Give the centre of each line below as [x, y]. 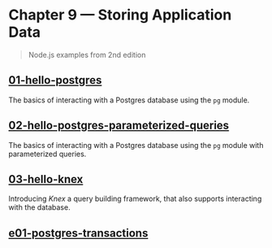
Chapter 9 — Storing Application [120, 15]
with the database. [39, 207]
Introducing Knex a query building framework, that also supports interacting [135, 199]
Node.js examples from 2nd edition [87, 54]
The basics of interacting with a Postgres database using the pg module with [136, 145]
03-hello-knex [46, 179]
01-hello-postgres [55, 80]
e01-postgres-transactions [78, 233]
